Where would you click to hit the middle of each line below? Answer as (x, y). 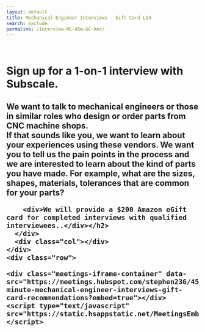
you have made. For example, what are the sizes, (101, 173)
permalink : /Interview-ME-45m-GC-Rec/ (56, 29)
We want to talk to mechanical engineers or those (103, 107)
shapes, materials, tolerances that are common (98, 183)
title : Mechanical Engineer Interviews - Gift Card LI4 (79, 18)
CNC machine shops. (47, 126)
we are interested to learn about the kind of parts (101, 164)
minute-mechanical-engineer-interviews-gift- (95, 290)
